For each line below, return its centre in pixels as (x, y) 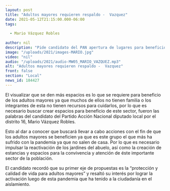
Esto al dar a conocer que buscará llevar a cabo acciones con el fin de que (83, 131)
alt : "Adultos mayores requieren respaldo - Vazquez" (64, 66)
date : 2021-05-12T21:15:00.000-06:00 (45, 19)
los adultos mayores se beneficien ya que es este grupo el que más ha (79, 136)
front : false (19, 71)
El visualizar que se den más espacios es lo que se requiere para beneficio (83, 94)
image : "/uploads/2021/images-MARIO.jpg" (50, 52)
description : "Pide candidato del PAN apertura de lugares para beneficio (86, 47)
